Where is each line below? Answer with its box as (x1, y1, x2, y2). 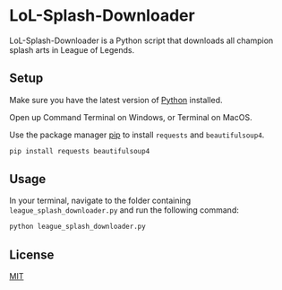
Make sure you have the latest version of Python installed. (9, 94, 223, 105)
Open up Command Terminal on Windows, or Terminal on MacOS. (9, 111, 252, 122)
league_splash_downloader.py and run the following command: (9, 205, 239, 215)
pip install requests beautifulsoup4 (9, 146, 150, 155)
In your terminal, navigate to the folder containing (9, 195, 192, 207)
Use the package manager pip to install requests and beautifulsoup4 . (9, 129, 265, 140)
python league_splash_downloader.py (9, 222, 146, 232)
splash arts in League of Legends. (9, 44, 135, 55)
